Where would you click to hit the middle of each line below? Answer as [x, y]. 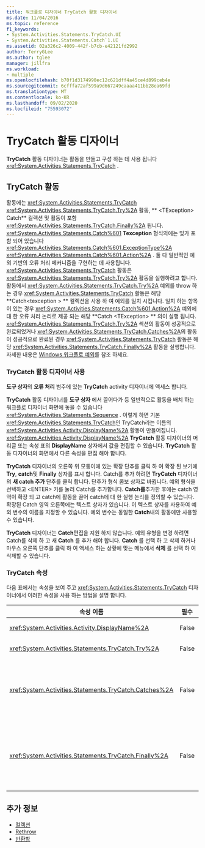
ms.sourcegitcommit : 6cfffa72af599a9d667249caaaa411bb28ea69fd [88, 86]
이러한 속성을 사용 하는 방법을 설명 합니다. [77, 595]
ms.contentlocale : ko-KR [38, 97]
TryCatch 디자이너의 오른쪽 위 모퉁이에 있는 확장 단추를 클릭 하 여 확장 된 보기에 [102, 466]
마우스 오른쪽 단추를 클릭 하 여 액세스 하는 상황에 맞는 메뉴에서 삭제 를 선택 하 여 [101, 548]
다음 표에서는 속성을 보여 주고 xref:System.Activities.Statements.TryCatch [97, 587]
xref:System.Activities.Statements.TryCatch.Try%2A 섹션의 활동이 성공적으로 [101, 324]
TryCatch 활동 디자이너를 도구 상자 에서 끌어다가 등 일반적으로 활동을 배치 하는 [100, 399]
